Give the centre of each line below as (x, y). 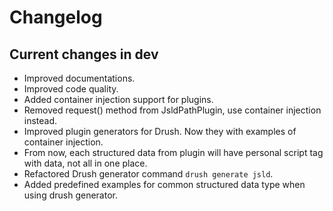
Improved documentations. (79, 78)
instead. (40, 120)
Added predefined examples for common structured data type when (164, 184)
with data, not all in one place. (85, 163)
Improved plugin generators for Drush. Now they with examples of (160, 131)
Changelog (56, 17)
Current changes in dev (84, 54)
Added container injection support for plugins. (118, 99)
